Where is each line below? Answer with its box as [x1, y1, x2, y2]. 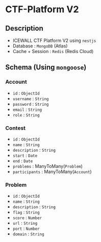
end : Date [12, 157, 33, 164]
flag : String [12, 209, 40, 215]
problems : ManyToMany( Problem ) [12, 163, 83, 169]
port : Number [12, 226, 40, 232]
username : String [12, 95, 49, 102]
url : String [12, 220, 38, 226]
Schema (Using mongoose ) [5, 63, 87, 72]
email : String [12, 106, 42, 112]
